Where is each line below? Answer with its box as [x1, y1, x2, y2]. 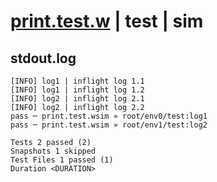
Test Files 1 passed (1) [10, 155, 114, 165]
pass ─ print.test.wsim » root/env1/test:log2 [10, 120, 208, 130]
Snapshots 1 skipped [10, 146, 97, 156]
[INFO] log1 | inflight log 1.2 [10, 85, 145, 95]
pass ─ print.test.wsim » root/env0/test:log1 [10, 111, 208, 121]
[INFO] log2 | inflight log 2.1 [10, 94, 145, 104]
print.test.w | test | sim [10, 10, 204, 33]
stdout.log [10, 50, 77, 67]
